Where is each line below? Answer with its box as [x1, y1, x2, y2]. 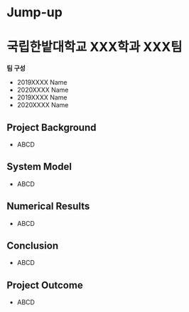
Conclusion [6, 240, 59, 252]
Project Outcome [6, 279, 83, 291]
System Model [6, 161, 72, 173]
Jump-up [6, 4, 63, 21]
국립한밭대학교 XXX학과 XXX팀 [6, 39, 183, 55]
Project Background [6, 122, 97, 134]
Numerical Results [6, 200, 90, 213]
